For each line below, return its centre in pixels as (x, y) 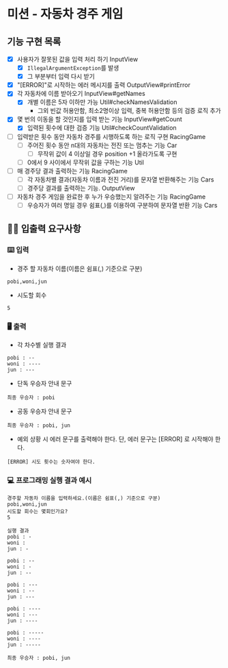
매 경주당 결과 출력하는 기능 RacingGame (72, 171)
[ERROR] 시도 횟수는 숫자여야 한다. (51, 462)
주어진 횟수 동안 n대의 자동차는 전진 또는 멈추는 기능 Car (102, 145)
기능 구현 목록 (34, 41)
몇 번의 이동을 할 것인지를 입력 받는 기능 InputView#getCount (99, 119)
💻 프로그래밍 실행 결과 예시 (49, 480)
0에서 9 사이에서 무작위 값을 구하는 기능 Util (86, 162)
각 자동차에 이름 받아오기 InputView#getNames (81, 94)
